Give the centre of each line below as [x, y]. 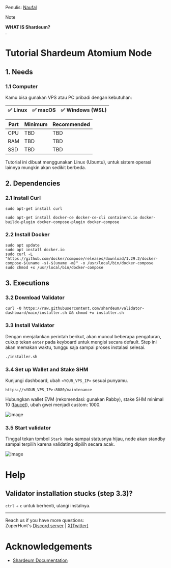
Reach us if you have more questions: [45, 520]
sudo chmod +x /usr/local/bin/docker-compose [54, 267]
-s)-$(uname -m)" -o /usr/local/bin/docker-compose [97, 263]
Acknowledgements [49, 546]
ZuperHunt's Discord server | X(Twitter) [47, 526]
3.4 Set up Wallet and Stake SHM [47, 369]
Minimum [36, 124]
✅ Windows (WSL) [84, 110]
